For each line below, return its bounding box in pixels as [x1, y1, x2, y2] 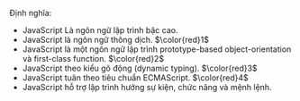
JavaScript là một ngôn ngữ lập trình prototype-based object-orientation [22, 44, 292, 55]
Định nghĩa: [9, 8, 52, 18]
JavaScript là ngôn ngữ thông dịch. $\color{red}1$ [22, 35, 210, 45]
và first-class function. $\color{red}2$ [22, 54, 165, 63]
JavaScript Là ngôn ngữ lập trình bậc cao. [22, 25, 178, 35]
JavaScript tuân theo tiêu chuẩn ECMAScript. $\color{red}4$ [22, 72, 250, 83]
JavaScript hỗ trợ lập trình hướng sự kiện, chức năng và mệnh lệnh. [22, 82, 272, 92]
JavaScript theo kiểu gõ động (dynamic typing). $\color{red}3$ [22, 63, 259, 73]
